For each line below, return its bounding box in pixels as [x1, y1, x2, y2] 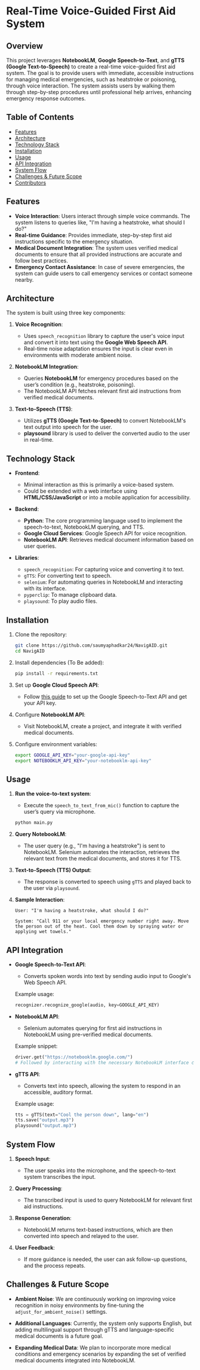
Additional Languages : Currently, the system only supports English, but [14, 1320, 192, 1327]
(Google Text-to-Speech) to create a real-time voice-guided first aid [6, 63, 176, 70]
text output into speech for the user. [23, 424, 112, 431]
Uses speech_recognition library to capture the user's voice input [23, 333, 184, 340]
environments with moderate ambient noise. [23, 352, 133, 359]
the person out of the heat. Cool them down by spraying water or [14, 924, 184, 930]
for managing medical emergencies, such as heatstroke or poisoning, [6, 76, 177, 83]
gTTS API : [14, 1070, 41, 1078]
